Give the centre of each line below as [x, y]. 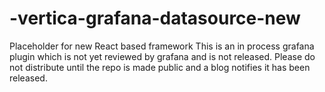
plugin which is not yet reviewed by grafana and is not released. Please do [162, 56]
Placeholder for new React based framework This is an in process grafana [162, 46]
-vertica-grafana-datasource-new [155, 18]
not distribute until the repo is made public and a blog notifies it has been [160, 67]
